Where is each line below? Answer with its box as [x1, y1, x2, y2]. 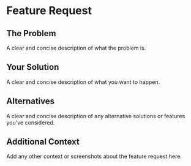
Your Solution [6, 62, 59, 72]
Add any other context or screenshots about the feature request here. [6, 153, 182, 160]
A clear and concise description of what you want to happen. [6, 78, 160, 86]
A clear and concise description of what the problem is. [6, 44, 146, 51]
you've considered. [6, 119, 55, 126]
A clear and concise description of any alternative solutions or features [6, 112, 185, 119]
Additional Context [6, 137, 80, 147]
